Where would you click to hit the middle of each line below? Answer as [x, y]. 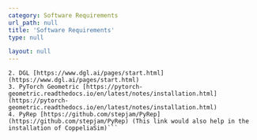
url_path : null [33, 23]
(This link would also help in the [190, 122]
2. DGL [19, 73]
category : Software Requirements [63, 15]
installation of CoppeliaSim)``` [63, 128]
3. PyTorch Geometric [44, 87]
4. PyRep [23, 115]
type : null [26, 37]
